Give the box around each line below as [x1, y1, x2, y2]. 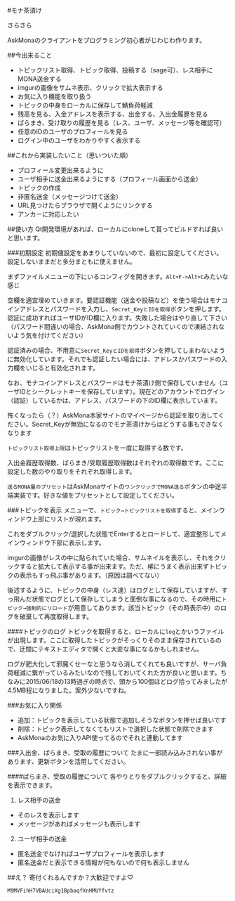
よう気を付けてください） [13, 331, 88, 339]
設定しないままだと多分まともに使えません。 [7, 257, 137, 266]
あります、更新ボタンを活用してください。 [7, 758, 130, 765]
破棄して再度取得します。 [19, 612, 93, 621]
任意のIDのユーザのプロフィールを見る [17, 127, 128, 136]
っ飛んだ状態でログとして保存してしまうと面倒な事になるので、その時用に [7, 595, 222, 603]
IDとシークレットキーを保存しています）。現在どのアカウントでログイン [19, 387, 226, 396]
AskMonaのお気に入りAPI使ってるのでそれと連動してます [17, 734, 184, 741]
